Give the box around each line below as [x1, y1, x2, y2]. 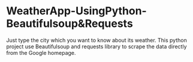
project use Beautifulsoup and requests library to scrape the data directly [6, 43, 187, 50]
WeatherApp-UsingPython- [6, 4, 147, 18]
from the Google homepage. [6, 49, 76, 56]
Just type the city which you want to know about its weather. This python [6, 36, 187, 44]
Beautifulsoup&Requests [6, 17, 133, 30]
